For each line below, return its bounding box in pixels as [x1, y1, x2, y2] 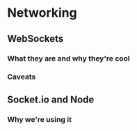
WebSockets [7, 33, 64, 45]
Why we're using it [7, 114, 72, 124]
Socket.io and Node [7, 93, 95, 105]
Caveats [7, 72, 36, 82]
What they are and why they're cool [7, 54, 130, 63]
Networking [7, 5, 78, 21]
